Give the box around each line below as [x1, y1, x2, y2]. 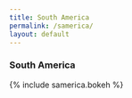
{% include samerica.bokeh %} [9, 79, 124, 90]
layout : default [9, 29, 70, 38]
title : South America [9, 12, 90, 22]
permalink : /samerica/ [9, 21, 94, 30]
